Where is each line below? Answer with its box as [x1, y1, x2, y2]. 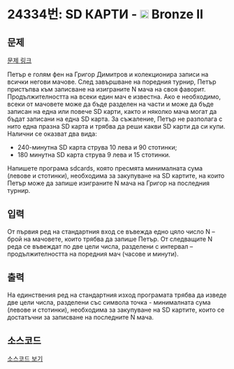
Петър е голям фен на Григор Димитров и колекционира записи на [7, 71, 209, 78]
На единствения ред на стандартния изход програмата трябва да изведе [7, 291, 227, 299]
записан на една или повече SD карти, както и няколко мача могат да [7, 108, 217, 115]
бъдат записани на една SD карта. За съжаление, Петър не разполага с [7, 115, 223, 123]
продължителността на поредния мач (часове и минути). [7, 249, 180, 258]
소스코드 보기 [7, 354, 43, 363]
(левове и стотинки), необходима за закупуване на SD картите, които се [7, 305, 225, 314]
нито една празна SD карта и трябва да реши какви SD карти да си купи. [7, 122, 226, 130]
